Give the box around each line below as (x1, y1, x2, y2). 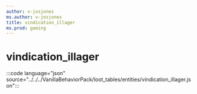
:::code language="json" (6, 70, 66, 77)
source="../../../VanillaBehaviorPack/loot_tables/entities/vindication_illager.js (6, 76, 191, 83)
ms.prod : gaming (6, 25, 46, 31)
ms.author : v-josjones (6, 14, 62, 20)
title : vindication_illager (6, 19, 76, 25)
